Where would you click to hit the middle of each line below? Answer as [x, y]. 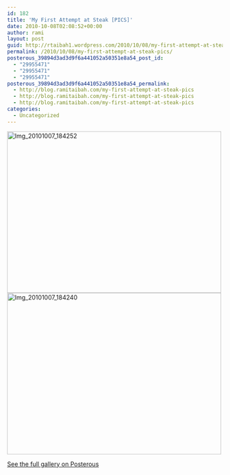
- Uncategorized [36, 115]
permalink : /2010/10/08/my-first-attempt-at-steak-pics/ [90, 52]
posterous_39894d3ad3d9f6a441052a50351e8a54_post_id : [86, 58]
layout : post [26, 39]
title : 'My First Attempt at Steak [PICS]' [70, 20]
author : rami [26, 33]
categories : [24, 109]
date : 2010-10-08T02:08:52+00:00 [55, 26]
